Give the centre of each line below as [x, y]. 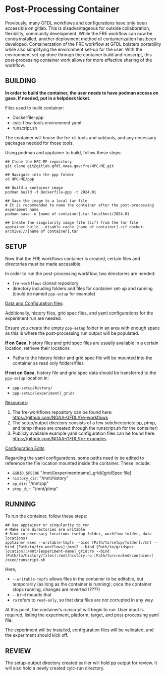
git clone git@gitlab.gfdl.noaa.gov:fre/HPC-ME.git [59, 166]
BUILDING [21, 81]
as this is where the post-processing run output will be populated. [72, 333]
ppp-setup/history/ [32, 388]
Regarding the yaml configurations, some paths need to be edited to [75, 458]
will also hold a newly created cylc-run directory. [55, 668]
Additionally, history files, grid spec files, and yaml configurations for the [79, 313]
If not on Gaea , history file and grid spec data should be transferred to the [81, 373]
